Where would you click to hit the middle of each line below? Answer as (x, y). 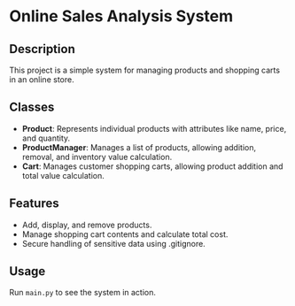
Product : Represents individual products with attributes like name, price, (154, 128)
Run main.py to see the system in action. (83, 293)
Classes (32, 107)
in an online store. (42, 80)
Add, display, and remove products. (87, 225)
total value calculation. (63, 175)
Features (34, 204)
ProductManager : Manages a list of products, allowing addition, (139, 147)
